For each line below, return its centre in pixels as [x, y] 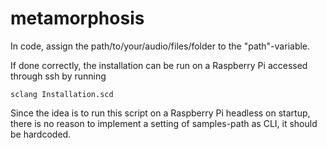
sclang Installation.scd [62, 94]
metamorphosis [77, 18]
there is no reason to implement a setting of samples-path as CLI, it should [164, 123]
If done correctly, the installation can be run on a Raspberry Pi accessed [159, 65]
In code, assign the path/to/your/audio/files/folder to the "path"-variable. [160, 46]
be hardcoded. [41, 134]
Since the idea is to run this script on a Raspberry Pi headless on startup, [160, 113]
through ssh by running [58, 76]
